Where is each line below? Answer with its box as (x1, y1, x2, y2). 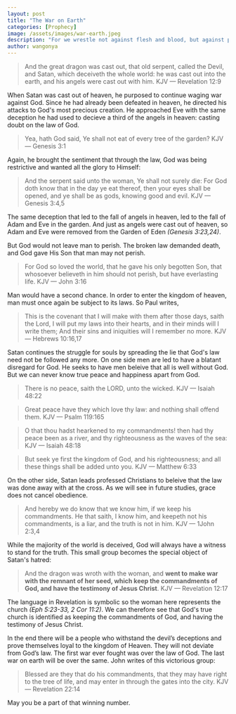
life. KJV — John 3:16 (24, 277, 87, 286)
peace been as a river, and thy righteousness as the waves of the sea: (24, 434, 228, 442)
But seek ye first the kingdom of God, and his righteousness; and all (24, 455, 221, 463)
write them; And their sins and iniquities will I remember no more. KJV (24, 327, 227, 335)
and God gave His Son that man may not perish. (7, 249, 146, 257)
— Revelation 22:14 (24, 685, 81, 693)
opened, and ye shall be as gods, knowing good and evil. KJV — (24, 191, 211, 200)
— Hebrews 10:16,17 (24, 335, 82, 343)
